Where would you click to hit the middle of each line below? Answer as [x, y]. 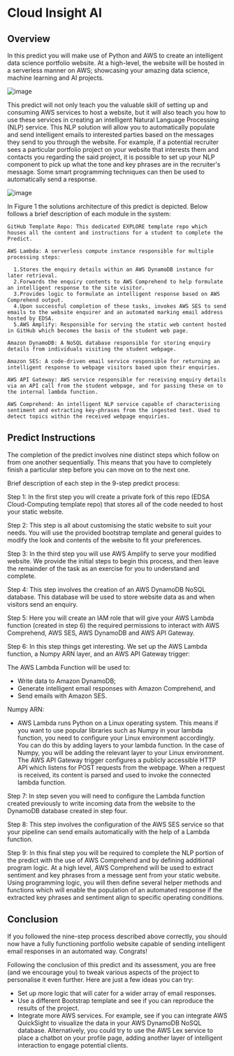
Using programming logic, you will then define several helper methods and [115, 882]
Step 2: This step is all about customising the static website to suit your [109, 525]
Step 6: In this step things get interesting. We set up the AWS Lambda [107, 646]
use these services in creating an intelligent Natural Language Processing [113, 120]
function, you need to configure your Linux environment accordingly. [116, 738]
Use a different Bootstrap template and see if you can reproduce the [116, 1000]
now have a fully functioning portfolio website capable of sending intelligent [116, 943]
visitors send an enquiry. [43, 604]
